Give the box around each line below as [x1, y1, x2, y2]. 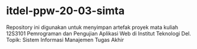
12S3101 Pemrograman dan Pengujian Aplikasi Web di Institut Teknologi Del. [6, 30, 191, 37]
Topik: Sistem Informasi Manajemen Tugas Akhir [6, 36, 125, 43]
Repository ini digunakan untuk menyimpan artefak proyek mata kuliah [6, 24, 179, 31]
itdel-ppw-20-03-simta [6, 4, 125, 18]
